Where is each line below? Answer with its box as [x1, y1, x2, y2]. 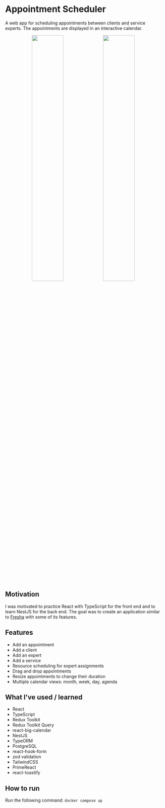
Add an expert [12, 652, 42, 658]
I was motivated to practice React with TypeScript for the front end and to [5, 603, 156, 609]
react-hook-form [12, 748, 47, 755]
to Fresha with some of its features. [5, 614, 78, 620]
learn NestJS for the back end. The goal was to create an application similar [5, 608, 160, 614]
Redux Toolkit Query [12, 722, 55, 728]
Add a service [12, 657, 41, 663]
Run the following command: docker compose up [5, 798, 103, 804]
